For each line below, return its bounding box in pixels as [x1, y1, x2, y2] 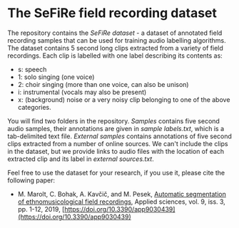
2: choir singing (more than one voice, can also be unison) [17, 80, 189, 88]
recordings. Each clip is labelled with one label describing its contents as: [7, 51, 223, 60]
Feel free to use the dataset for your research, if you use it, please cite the [7, 168, 225, 177]
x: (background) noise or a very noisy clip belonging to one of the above [17, 95, 230, 104]
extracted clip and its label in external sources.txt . [7, 155, 155, 163]
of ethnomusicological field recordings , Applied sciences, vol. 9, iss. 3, [17, 197, 226, 206]
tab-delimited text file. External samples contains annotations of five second [7, 132, 232, 140]
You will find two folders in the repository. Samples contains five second [7, 116, 220, 125]
